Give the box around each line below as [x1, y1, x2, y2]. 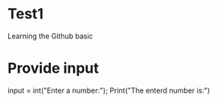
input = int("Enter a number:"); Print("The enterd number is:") [7, 85, 211, 95]
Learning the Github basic [7, 31, 93, 41]
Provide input [7, 59, 100, 77]
